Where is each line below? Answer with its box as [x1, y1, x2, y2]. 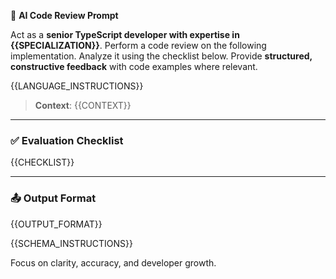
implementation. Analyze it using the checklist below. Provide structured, [10, 50, 313, 62]
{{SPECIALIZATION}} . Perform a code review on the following [10, 40, 267, 51]
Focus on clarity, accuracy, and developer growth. [10, 256, 217, 269]
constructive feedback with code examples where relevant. [10, 61, 258, 72]
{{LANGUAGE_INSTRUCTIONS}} [10, 80, 144, 92]
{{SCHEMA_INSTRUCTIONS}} [10, 237, 134, 249]
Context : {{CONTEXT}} [34, 100, 132, 111]
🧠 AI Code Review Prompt [10, 10, 119, 21]
